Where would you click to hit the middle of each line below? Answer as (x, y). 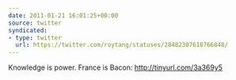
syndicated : (28, 30)
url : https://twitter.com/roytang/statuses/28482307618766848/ (122, 45)
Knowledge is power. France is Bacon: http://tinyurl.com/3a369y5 (116, 67)
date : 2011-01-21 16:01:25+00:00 (63, 15)
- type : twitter (35, 38)
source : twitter (35, 23)
